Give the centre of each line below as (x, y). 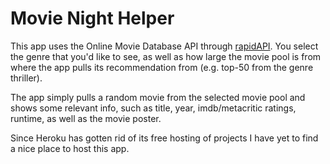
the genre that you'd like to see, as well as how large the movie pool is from (166, 56)
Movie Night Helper (92, 18)
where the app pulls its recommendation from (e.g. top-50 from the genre (162, 67)
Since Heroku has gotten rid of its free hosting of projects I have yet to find (164, 138)
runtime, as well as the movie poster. (86, 118)
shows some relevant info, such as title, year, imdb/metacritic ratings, (153, 108)
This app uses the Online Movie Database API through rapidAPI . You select (164, 46)
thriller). (26, 78)
